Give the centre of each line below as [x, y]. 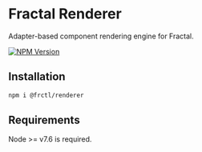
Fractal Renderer [65, 14]
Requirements [44, 120]
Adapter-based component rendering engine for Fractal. [101, 36]
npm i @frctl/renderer [46, 95]
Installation [37, 77]
